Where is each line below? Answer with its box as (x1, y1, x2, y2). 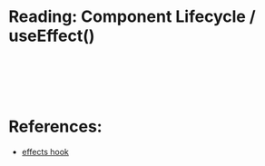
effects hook (21, 146, 70, 157)
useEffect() (8, 25, 95, 46)
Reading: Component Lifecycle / (8, 6, 256, 27)
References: (8, 116, 103, 137)
